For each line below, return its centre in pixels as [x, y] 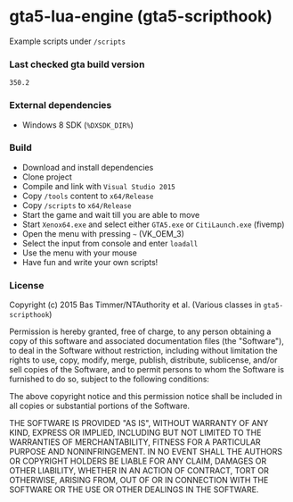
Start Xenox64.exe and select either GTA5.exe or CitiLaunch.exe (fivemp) [153, 224]
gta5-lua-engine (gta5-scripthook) [141, 17]
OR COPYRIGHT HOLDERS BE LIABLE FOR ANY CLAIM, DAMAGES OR [138, 461]
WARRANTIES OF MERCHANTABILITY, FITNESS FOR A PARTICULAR [135, 442]
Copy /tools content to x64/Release [88, 196]
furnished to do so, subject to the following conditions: [109, 379]
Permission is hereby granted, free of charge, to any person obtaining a [140, 331]
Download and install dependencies [88, 167]
